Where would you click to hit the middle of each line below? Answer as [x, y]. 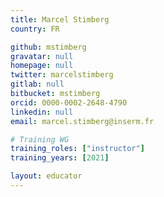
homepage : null [42, 66]
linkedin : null [42, 112]
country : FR [35, 29]
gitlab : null [37, 84]
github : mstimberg [48, 47]
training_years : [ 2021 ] [60, 158]
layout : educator [46, 176]
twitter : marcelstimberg [62, 75]
